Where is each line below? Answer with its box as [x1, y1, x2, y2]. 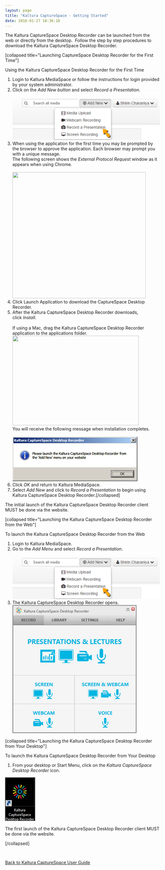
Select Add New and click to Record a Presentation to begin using [12, 487, 146, 493]
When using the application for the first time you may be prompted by [12, 140, 153, 147]
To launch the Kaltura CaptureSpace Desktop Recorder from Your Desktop [5, 753, 156, 759]
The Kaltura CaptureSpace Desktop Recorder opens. [12, 599, 119, 605]
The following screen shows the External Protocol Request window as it [12, 156, 158, 162]
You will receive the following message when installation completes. [12, 426, 150, 432]
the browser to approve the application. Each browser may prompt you [12, 146, 156, 152]
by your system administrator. [12, 82, 73, 88]
